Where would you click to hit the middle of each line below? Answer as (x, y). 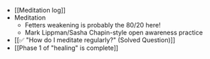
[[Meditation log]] (40, 10)
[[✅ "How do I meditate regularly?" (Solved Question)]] (95, 40)
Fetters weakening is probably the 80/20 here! (93, 25)
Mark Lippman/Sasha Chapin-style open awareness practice (114, 32)
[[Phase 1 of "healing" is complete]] (66, 48)
